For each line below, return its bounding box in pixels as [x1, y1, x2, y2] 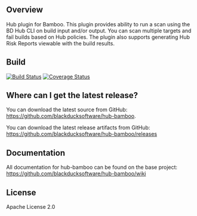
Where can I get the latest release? [6, 90, 138, 101]
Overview [6, 5, 44, 15]
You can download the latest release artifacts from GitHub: [6, 124, 150, 131]
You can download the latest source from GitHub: [6, 106, 128, 113]
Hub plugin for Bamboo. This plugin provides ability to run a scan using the [6, 20, 190, 28]
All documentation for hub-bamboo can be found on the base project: [6, 164, 178, 171]
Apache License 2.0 [6, 203, 56, 211]
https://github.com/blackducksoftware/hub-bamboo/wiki [6, 170, 146, 177]
